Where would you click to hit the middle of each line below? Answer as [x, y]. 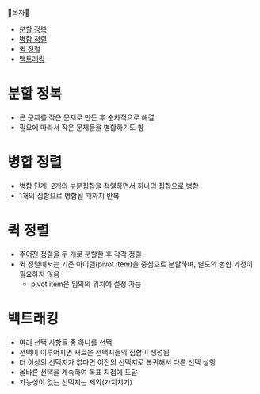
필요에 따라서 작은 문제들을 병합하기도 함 [81, 127]
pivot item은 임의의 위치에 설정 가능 [86, 284]
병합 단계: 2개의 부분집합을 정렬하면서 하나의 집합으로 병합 [109, 186]
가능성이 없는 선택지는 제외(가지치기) [75, 382]
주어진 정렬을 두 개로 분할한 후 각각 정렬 [80, 254]
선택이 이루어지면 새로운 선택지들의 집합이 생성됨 [94, 352]
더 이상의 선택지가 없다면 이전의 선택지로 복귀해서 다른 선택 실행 [117, 362]
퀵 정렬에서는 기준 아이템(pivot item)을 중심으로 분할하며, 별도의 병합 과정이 [136, 264]
